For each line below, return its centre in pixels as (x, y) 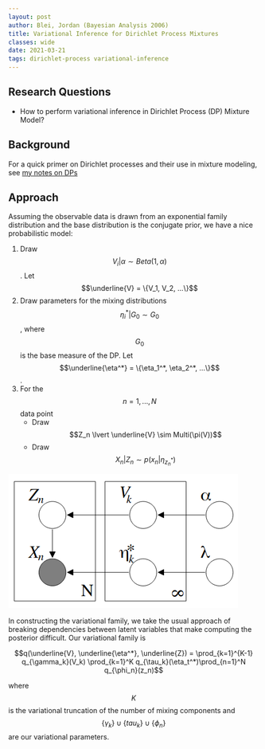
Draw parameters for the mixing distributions (93, 301)
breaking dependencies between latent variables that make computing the (130, 629)
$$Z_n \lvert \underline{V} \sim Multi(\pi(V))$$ (145, 435)
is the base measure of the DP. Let (76, 355)
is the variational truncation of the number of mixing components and (122, 710)
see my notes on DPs (43, 172)
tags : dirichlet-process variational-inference (89, 59)
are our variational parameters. (59, 737)
